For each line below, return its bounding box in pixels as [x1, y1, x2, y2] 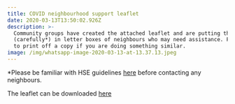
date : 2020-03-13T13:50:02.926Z [7, 17, 101, 24]
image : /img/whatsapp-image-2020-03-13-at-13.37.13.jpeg [7, 50, 177, 57]
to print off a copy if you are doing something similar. [13, 43, 187, 50]
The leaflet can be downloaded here [7, 89, 112, 98]
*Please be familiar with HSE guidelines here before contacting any [7, 68, 201, 77]
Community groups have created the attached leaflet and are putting [13, 29, 220, 37]
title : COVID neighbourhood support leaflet [7, 10, 139, 17]
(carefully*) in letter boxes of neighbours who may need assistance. [13, 36, 224, 43]
